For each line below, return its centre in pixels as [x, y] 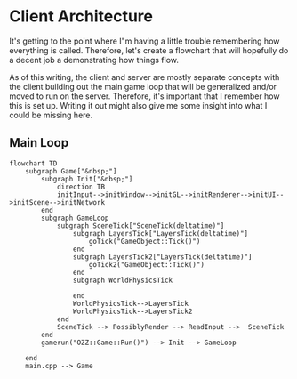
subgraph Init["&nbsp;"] [87, 179]
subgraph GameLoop [75, 218]
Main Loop [39, 143]
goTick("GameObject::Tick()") [144, 241]
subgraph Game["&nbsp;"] [71, 171]
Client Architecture [81, 16]
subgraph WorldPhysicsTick [123, 280]
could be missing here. [51, 115]
